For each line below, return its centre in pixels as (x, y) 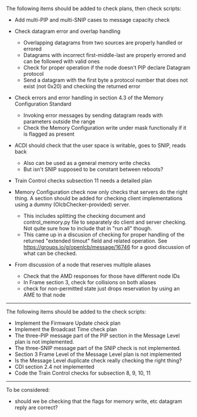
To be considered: (28, 390)
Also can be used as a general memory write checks (87, 163)
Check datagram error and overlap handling (67, 31)
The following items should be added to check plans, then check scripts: (94, 9)
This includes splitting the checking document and (84, 216)
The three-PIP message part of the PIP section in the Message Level (97, 335)
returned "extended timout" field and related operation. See (95, 241)
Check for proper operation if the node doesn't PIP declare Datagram (107, 68)
